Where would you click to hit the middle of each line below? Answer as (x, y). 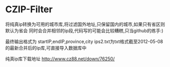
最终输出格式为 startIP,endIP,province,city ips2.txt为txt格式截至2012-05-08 (84, 41)
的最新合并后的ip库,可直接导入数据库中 (46, 48)
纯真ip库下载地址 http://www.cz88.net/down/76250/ (60, 59)
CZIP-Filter (29, 9)
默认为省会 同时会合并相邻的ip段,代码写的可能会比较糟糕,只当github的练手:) (84, 30)
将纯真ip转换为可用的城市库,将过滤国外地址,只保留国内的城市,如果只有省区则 (85, 24)
